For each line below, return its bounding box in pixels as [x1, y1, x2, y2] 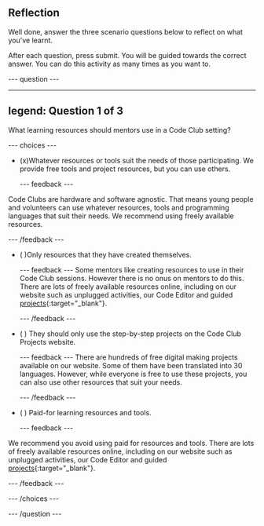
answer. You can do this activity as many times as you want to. [8, 59, 211, 68]
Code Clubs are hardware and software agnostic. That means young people [8, 194, 254, 203]
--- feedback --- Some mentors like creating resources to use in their [19, 265, 244, 274]
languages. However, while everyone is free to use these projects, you [19, 369, 247, 378]
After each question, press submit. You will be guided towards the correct [8, 50, 247, 60]
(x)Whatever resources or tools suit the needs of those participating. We [19, 155, 254, 165]
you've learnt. [8, 35, 53, 45]
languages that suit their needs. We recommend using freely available [8, 211, 234, 221]
